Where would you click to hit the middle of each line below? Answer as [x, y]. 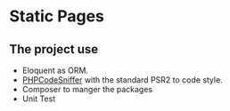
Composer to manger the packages [87, 89]
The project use [54, 49]
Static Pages [57, 16]
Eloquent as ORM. [55, 70]
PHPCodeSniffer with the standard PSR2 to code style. [122, 80]
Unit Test [39, 99]
